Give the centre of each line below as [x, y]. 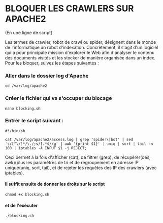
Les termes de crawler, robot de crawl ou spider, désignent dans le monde [81, 42]
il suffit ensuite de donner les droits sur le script [55, 184]
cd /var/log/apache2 [26, 86]
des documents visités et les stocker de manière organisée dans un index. [80, 57]
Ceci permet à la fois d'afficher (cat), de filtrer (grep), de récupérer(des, [78, 157]
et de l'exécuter [21, 205]
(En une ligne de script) [29, 32]
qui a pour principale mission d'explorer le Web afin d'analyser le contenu [80, 53]
